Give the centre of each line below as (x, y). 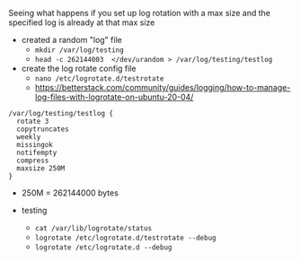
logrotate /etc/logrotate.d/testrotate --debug (125, 238)
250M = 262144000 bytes (70, 193)
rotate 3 (33, 121)
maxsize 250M (41, 169)
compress (33, 161)
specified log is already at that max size (82, 22)
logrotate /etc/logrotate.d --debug (103, 248)
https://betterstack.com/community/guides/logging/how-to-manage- (163, 87)
